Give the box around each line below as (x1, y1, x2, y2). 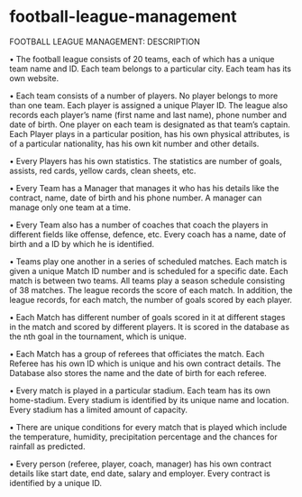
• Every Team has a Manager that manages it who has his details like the (9, 182, 279, 193)
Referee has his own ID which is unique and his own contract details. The (9, 358, 281, 369)
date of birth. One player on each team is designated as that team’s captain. (9, 119, 290, 130)
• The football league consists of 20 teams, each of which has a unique (9, 53, 275, 64)
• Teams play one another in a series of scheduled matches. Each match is (9, 255, 288, 267)
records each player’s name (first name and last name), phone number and (9, 109, 287, 120)
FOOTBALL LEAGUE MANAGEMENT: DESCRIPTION (9, 36, 201, 47)
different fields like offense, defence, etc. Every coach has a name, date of (9, 228, 287, 240)
